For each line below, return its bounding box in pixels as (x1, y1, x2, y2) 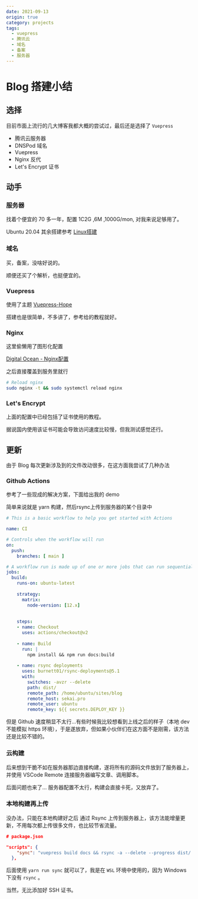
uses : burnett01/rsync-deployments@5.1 (21, 668, 120, 674)
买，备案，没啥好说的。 (6, 259, 63, 266)
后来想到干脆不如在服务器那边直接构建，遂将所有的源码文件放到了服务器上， (6, 764, 192, 771)
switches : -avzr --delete (27, 679, 91, 685)
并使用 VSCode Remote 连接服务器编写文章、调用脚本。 (6, 771, 143, 778)
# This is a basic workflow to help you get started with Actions (6, 515, 173, 521)
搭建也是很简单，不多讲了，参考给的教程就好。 (6, 313, 120, 320)
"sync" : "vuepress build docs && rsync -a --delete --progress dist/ (16, 849, 192, 856)
